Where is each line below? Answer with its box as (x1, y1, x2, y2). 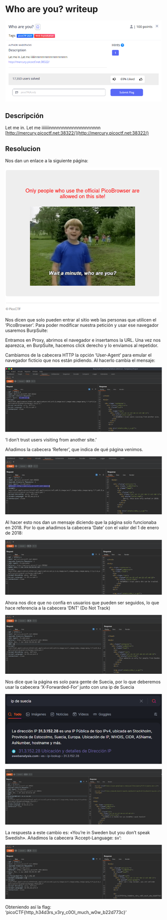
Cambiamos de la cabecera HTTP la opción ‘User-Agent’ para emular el (5, 352, 152, 358)
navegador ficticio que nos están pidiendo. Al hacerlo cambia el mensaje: (5, 357, 156, 363)
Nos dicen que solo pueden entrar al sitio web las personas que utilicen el (5, 316, 157, 322)
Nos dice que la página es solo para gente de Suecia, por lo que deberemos (5, 679, 161, 685)
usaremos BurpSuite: (5, 327, 48, 333)
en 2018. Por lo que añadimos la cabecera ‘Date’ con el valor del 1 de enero (5, 525, 159, 531)
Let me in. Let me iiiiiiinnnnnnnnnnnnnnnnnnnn (5, 125, 101, 131)
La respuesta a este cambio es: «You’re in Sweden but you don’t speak (5, 829, 150, 835)
